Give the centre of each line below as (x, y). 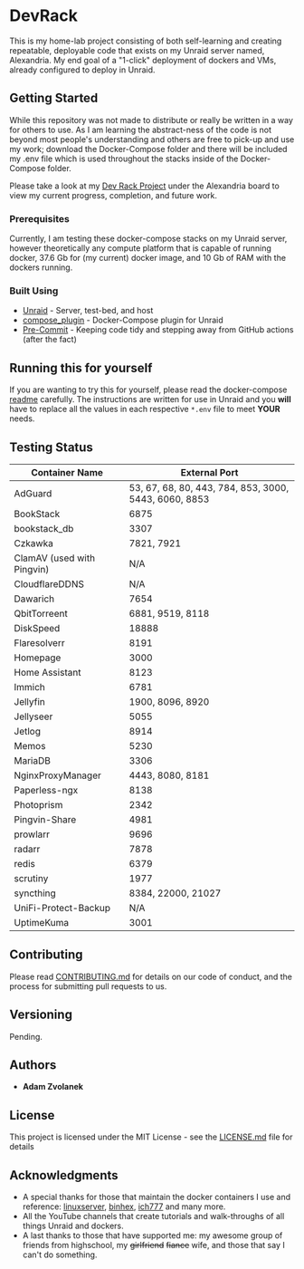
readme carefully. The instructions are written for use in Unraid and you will (150, 399)
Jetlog (27, 731)
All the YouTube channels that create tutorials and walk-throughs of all (153, 1216)
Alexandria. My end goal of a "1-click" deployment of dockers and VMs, (143, 60)
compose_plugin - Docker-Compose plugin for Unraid (123, 320)
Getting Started (54, 98)
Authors (33, 1065)
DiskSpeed (37, 628)
